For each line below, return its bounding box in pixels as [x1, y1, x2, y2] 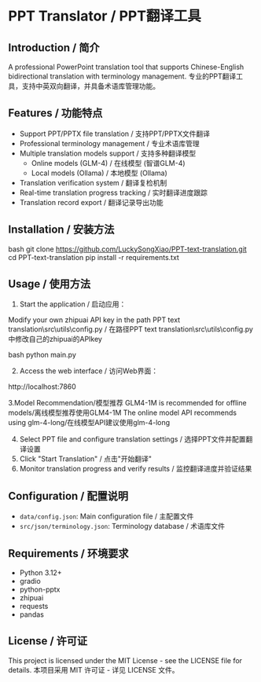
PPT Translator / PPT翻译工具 [8, 7, 202, 25]
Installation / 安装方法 [8, 223, 115, 236]
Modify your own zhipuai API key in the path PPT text [8, 315, 181, 324]
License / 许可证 [8, 634, 88, 648]
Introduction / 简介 [8, 41, 100, 54]
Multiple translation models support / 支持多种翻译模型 [19, 148, 197, 158]
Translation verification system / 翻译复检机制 [19, 178, 167, 187]
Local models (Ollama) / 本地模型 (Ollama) [31, 168, 167, 178]
